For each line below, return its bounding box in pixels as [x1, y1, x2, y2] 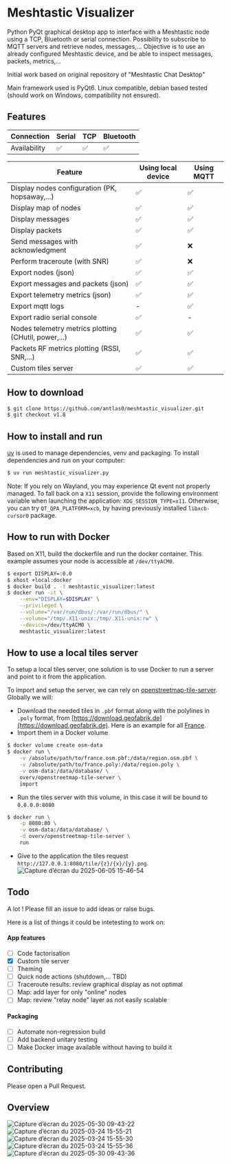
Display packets [10, 225, 62, 235]
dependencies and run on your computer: [7, 456, 125, 465]
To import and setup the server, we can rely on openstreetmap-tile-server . [7, 686, 218, 694]
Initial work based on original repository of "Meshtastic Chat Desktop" [7, 70, 206, 79]
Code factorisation [16, 949, 70, 957]
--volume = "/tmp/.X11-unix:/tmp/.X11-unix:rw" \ [19, 615, 158, 622]
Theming [16, 965, 43, 973]
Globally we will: [7, 693, 54, 701]
